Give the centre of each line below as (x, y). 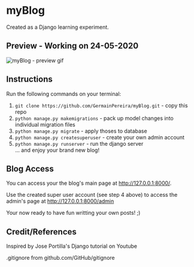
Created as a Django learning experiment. (57, 27)
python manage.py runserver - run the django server (79, 143)
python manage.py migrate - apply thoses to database (81, 131)
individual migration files (45, 124)
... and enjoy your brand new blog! (57, 150)
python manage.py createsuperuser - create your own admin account (99, 137)
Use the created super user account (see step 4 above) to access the (92, 195)
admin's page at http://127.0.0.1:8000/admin (60, 201)
